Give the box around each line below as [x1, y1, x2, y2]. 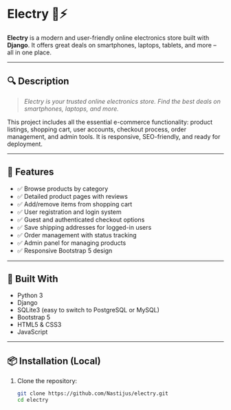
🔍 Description [7, 76, 69, 87]
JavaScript [16, 328, 48, 336]
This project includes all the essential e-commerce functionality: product [7, 118, 213, 126]
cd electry [16, 397, 49, 404]
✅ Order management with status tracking [16, 230, 137, 239]
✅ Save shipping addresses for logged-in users [16, 223, 152, 231]
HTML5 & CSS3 [16, 321, 62, 329]
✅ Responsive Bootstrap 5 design [16, 246, 113, 255]
